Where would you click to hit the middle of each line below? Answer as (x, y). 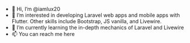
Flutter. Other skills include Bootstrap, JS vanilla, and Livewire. (87, 21)
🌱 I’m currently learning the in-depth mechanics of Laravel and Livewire (98, 27)
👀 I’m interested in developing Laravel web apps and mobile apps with (96, 15)
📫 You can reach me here (43, 34)
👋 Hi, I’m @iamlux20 (36, 9)
